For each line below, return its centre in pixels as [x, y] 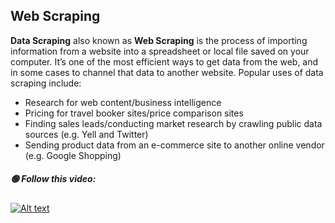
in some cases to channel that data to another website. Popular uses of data [167, 72]
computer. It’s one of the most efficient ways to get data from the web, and [164, 61]
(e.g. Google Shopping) [73, 155]
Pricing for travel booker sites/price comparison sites [134, 113]
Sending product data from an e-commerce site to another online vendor [174, 145]
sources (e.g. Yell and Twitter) [86, 134]
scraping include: [46, 83]
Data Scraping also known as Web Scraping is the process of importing [159, 40]
